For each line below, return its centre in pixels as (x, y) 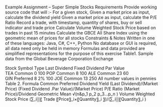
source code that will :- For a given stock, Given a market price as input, (78, 12)
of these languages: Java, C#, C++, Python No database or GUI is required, (81, 43)
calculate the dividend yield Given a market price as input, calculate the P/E (81, 17)
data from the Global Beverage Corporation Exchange (59, 59)
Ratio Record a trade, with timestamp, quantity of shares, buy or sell (73, 22)
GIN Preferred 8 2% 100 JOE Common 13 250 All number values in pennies (81, 78)
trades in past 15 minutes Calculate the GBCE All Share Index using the (76, 33)
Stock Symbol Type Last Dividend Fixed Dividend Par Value (65, 68)
